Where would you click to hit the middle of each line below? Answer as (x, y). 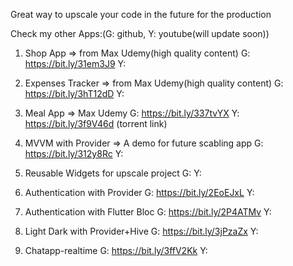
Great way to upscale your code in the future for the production (141, 14)
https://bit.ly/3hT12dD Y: (74, 93)
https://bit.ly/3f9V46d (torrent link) (96, 123)
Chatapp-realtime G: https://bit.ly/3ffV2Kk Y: (116, 250)
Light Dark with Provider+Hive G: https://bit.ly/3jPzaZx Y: (141, 231)
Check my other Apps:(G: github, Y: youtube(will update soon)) (140, 33)
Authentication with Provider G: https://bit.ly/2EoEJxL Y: (139, 192)
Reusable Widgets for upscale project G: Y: (113, 173)
